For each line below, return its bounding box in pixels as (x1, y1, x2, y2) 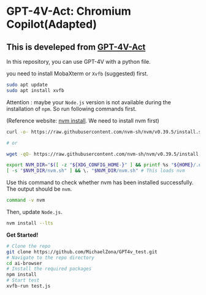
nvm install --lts (6, 220, 53, 226)
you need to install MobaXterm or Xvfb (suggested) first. (6, 70, 148, 77)
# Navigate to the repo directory (6, 255, 95, 261)
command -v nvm (6, 197, 45, 204)
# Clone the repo (6, 243, 51, 249)
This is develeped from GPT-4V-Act (6, 42, 146, 52)
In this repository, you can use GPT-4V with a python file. (6, 58, 151, 65)
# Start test (6, 277, 40, 283)
